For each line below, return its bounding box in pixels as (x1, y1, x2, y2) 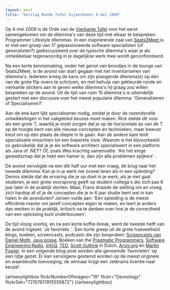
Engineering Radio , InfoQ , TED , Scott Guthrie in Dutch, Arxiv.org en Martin (5, 242, 159, 248)
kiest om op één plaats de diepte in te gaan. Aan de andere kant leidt (5, 131, 149, 137)
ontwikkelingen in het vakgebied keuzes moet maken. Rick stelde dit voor (5, 115, 158, 121)
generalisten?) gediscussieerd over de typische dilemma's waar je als (5, 47, 151, 54)
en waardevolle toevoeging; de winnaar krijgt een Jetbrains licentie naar (5, 258, 156, 264)
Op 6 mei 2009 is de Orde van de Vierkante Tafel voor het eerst (5, 26, 138, 32)
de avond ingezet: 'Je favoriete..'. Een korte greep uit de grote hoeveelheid (5, 226, 160, 232)
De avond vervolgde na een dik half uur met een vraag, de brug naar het (5, 163, 156, 169)
